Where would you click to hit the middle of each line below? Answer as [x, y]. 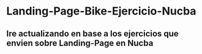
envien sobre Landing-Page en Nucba [80, 43]
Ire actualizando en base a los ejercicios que [92, 34]
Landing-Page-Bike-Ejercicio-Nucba [101, 11]
